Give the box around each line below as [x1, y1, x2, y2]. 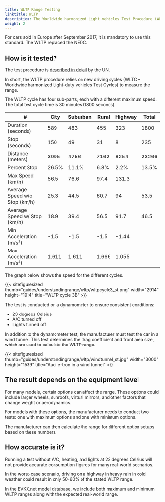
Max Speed [7, 172, 34, 179]
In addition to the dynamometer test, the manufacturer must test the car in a [5, 331, 159, 337]
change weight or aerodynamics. [5, 399, 72, 405]
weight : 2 [5, 21, 26, 26]
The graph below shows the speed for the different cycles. [5, 272, 124, 278]
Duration [7, 122, 28, 128]
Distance [7, 150, 28, 157]
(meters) [7, 156, 28, 163]
